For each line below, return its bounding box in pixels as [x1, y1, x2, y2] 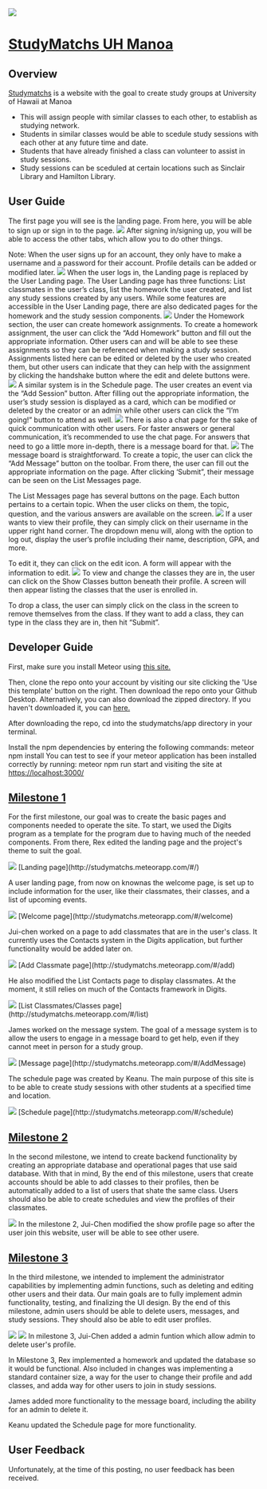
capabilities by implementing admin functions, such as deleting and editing [8, 1281, 253, 1291]
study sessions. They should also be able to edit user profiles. [8, 1315, 212, 1324]
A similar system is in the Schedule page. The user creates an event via [18, 380, 253, 389]
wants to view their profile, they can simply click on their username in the [8, 517, 249, 527]
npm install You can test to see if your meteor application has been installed [8, 751, 257, 760]
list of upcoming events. [8, 895, 88, 904]
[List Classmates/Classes [18, 1001, 101, 1011]
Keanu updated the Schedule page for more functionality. [8, 1420, 197, 1430]
